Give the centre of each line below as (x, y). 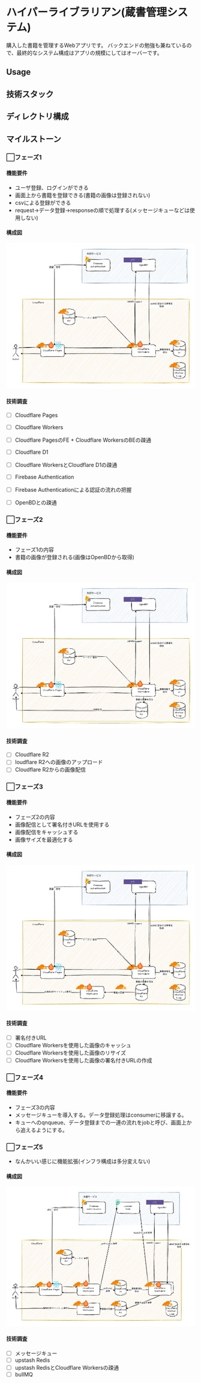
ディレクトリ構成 (37, 117)
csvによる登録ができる (43, 202)
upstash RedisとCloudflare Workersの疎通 (67, 1367)
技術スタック (30, 94)
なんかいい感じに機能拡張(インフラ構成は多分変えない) (82, 1161)
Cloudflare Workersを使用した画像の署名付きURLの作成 (83, 1060)
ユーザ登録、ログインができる (52, 187)
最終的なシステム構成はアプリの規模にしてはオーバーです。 (89, 52)
